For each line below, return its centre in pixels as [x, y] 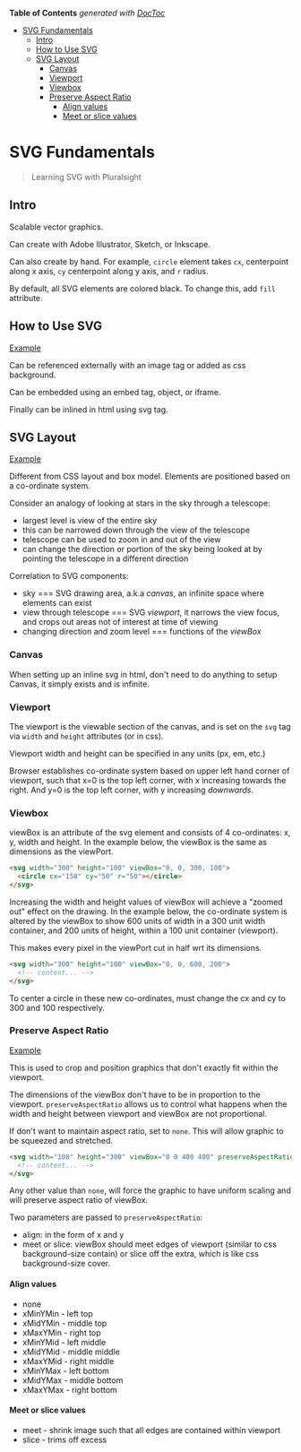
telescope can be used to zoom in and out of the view [121, 540]
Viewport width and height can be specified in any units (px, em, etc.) [138, 753]
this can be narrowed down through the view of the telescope [136, 530]
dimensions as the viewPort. [61, 851]
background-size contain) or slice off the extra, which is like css [141, 1254]
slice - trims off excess [64, 1439]
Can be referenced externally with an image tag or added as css [128, 365]
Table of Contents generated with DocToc [87, 13]
